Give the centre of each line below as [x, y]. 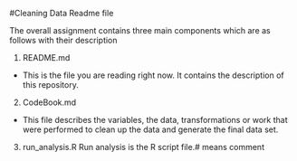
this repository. [50, 85]
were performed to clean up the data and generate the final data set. [150, 129]
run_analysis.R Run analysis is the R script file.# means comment [144, 147]
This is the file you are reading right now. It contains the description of [153, 75]
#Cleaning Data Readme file [62, 13]
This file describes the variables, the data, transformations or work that [155, 120]
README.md [46, 57]
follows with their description [63, 40]
